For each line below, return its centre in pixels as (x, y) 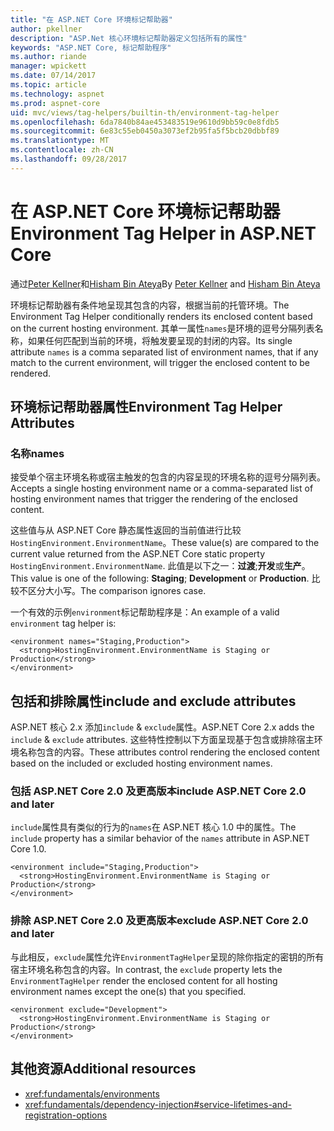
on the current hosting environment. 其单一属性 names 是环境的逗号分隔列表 (162, 328)
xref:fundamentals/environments (92, 1093)
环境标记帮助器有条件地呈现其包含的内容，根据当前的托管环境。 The (150, 305)
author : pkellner (46, 29)
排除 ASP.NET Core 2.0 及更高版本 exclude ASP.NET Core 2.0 (159, 921)
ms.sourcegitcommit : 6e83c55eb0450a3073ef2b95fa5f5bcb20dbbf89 (145, 131)
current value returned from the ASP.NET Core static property (138, 554)
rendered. (31, 373)
